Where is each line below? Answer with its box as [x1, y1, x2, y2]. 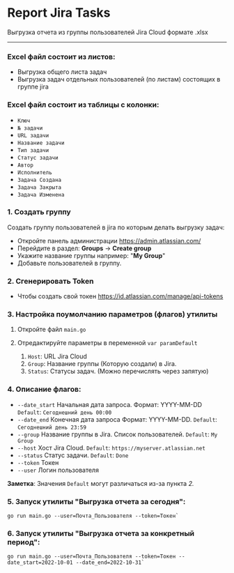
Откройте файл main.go [17, 326, 86, 334]
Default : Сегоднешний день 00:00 [17, 408, 112, 416]
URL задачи [17, 132, 49, 139]
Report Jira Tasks [7, 5, 111, 21]
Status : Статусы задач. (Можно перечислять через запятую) [27, 367, 209, 376]
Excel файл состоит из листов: [7, 52, 116, 61]
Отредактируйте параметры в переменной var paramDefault [17, 339, 198, 347]
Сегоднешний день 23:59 [17, 424, 87, 431]
